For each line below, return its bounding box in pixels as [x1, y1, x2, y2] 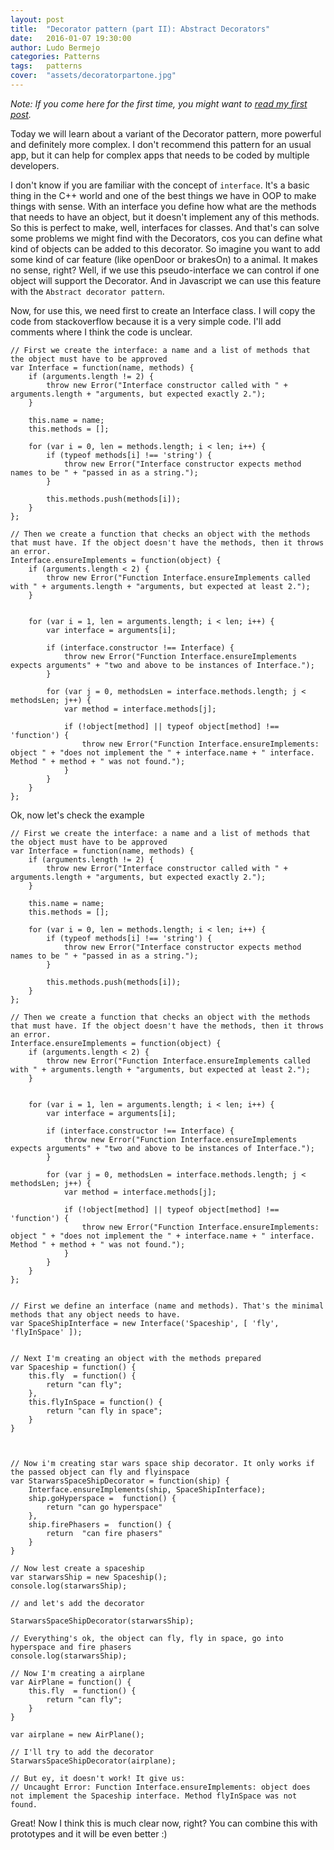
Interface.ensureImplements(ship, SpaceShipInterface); [28, 1484, 267, 1495]
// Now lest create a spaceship [10, 1563, 145, 1573]
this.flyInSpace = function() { [28, 1397, 163, 1407]
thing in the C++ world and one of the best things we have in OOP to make [10, 189, 317, 201]
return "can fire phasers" [46, 1528, 163, 1538]
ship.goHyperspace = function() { [28, 1493, 177, 1503]
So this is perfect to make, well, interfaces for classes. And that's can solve [10, 221, 320, 233]
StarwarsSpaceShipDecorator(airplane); [10, 1756, 177, 1766]
